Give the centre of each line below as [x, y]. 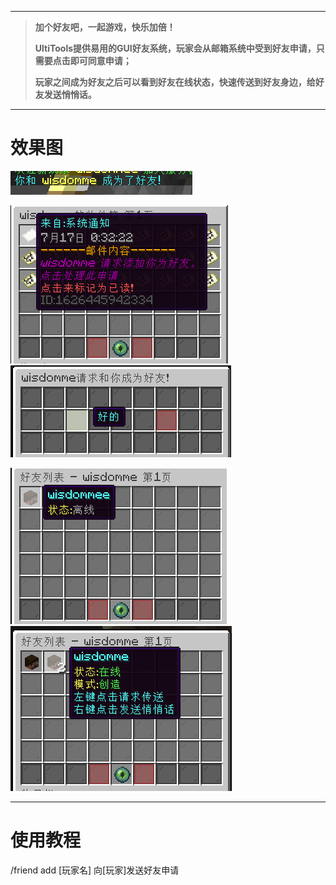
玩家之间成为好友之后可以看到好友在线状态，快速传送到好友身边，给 [175, 82]
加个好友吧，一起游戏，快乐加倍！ [105, 27]
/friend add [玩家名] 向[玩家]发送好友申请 [95, 870]
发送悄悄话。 [70, 94]
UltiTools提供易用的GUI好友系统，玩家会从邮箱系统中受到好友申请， [175, 48]
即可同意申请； [100, 60]
